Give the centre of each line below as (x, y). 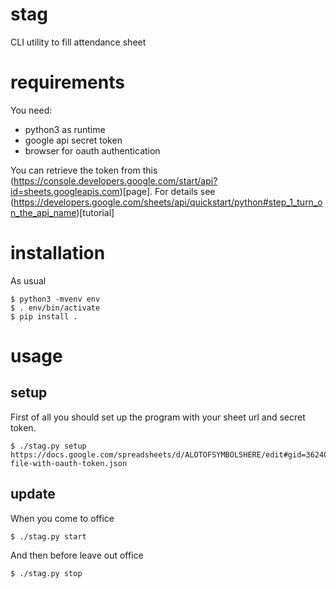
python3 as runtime (65, 129)
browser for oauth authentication (92, 150)
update (33, 494)
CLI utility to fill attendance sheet (78, 42)
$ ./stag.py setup (48, 446)
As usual (28, 280)
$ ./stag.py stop (46, 573)
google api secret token (73, 140)
